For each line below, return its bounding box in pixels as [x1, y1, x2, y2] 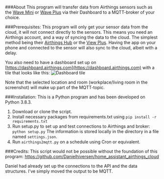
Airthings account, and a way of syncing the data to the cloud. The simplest [5, 34, 158, 40]
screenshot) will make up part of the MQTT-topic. [5, 85, 105, 90]
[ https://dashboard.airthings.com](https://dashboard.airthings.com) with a [5, 65, 155, 70]
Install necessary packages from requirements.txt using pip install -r [12, 114, 157, 119]
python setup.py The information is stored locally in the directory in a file [12, 129, 159, 134]
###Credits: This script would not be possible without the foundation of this [5, 149, 158, 154]
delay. [5, 50, 18, 56]
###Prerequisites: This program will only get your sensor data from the [5, 24, 148, 30]
